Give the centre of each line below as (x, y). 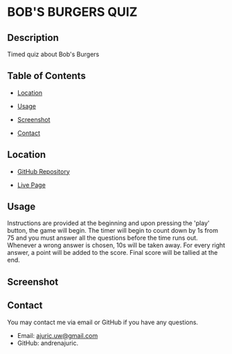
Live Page (32, 185)
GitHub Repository (44, 171)
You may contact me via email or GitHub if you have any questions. (103, 322)
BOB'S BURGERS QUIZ (72, 12)
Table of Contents (47, 76)
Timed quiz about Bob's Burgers (53, 54)
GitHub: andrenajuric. (47, 343)
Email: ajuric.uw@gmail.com (57, 335)
